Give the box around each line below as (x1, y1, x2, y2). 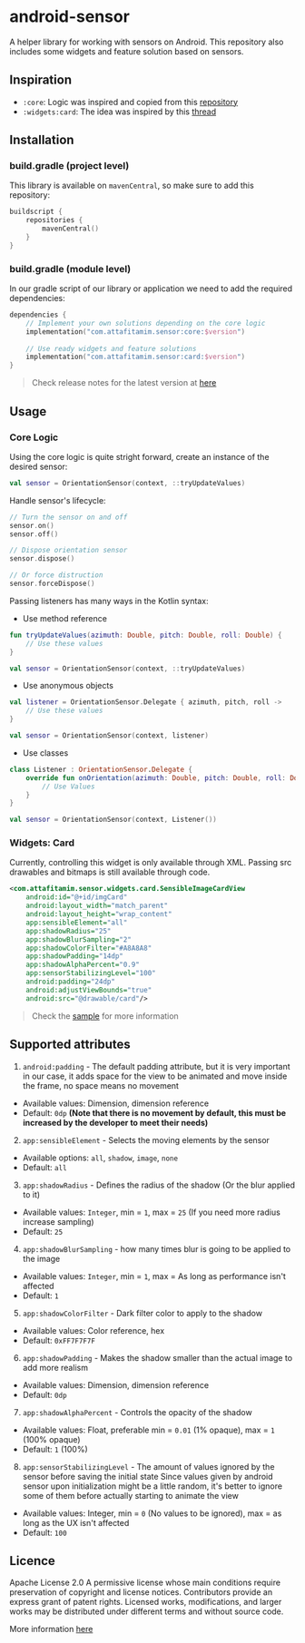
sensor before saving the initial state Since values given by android (22, 1471, 274, 1482)
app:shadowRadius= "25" (25, 926, 112, 935)
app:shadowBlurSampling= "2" (25, 934, 132, 944)
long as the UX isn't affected (22, 1517, 130, 1528)
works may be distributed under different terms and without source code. (9, 1606, 284, 1617)
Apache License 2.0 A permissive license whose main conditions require (9, 1577, 281, 1589)
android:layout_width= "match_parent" (25, 901, 169, 911)
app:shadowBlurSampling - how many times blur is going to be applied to (22, 1243, 291, 1254)
